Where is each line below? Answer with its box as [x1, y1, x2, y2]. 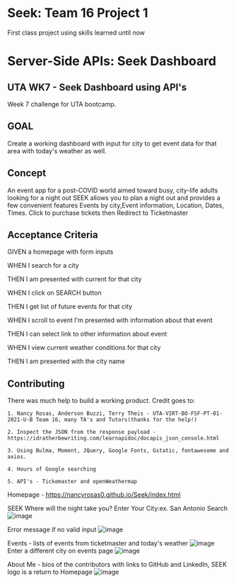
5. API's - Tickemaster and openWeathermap [7, 478, 138, 485]
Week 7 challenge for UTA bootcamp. [7, 100, 117, 108]
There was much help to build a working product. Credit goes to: [7, 396, 196, 405]
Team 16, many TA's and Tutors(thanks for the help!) [35, 416, 198, 423]
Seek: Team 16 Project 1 [7, 5, 148, 21]
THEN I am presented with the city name [7, 357, 126, 365]
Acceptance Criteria [7, 228, 98, 241]
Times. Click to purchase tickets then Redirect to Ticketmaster [7, 208, 189, 217]
